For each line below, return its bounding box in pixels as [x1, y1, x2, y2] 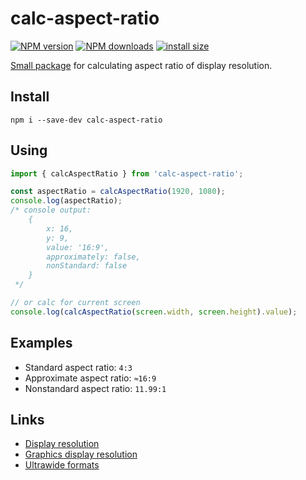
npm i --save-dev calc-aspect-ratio [10, 115, 163, 125]
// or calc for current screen [10, 298, 141, 308]
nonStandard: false [46, 261, 128, 271]
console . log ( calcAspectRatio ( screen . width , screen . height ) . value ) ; [10, 307, 298, 317]
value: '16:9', [46, 242, 110, 252]
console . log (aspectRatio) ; [10, 196, 123, 206]
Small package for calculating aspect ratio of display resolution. [10, 59, 273, 71]
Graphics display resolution [24, 448, 138, 461]
